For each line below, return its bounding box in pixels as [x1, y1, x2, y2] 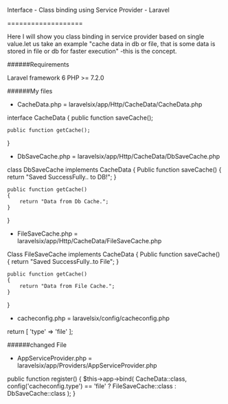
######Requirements [7, 60, 70, 68]
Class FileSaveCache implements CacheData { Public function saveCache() [7, 250, 220, 258]
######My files [7, 87, 53, 95]
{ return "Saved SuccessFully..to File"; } [7, 258, 119, 265]
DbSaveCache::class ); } [7, 390, 76, 397]
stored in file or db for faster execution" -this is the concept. [7, 47, 177, 55]
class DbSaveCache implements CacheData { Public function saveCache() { [7, 166, 222, 174]
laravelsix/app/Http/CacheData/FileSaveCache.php [16, 237, 162, 245]
